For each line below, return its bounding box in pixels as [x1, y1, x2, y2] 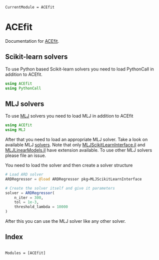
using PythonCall [5, 85, 41, 91]
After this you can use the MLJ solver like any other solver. [5, 218, 126, 224]
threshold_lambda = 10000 [14, 204, 68, 210]
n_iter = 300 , [14, 195, 43, 200]
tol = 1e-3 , [14, 200, 39, 205]
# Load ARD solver [5, 172, 43, 177]
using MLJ [5, 127, 26, 133]
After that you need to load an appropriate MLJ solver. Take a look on [5, 136, 148, 143]
